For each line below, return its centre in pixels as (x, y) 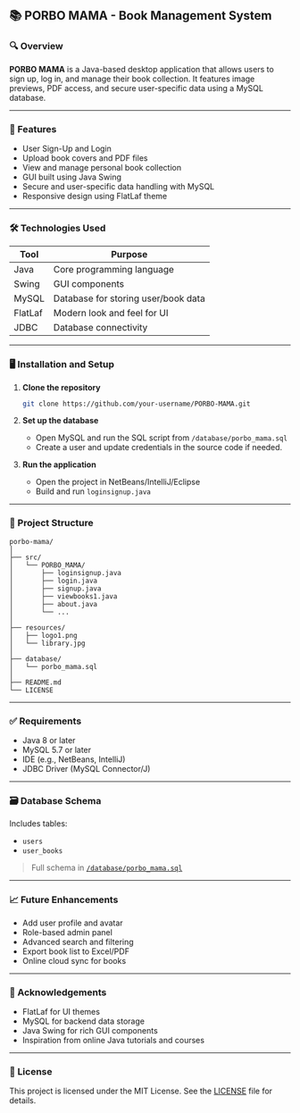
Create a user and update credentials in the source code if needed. (159, 448)
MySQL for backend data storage (83, 1021)
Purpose (129, 255)
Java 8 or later (49, 741)
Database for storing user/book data (129, 298)
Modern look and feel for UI (111, 314)
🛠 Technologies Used (58, 228)
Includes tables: (38, 824)
